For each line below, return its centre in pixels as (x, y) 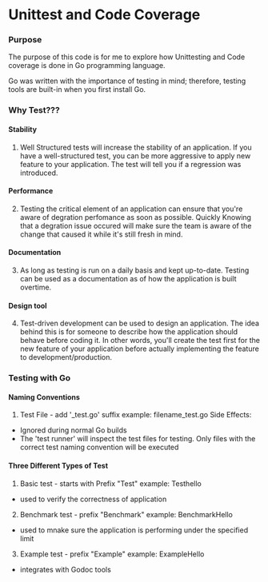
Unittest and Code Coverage (104, 15)
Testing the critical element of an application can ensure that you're (131, 209)
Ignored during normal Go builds (73, 430)
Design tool (28, 305)
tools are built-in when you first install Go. (77, 90)
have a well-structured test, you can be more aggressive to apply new (135, 155)
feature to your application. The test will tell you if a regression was (130, 164)
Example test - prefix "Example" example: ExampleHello (112, 554)
